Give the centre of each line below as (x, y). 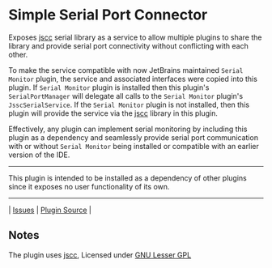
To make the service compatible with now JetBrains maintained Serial (126, 70)
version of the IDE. (39, 155)
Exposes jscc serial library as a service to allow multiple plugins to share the (135, 37)
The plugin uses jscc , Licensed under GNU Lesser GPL (100, 255)
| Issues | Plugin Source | (50, 210)
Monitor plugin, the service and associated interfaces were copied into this (133, 79)
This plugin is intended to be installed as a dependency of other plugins (127, 178)
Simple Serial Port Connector (108, 15)
